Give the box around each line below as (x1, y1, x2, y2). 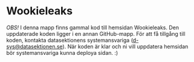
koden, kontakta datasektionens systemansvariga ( (6, 36, 133, 44)
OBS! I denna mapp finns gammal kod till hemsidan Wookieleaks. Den (6, 24, 179, 31)
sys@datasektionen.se (6, 43, 63, 50)
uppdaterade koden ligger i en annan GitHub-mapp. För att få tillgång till (6, 30, 186, 37)
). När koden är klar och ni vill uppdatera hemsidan (62, 43, 189, 50)
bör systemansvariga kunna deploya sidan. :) (6, 49, 118, 56)
